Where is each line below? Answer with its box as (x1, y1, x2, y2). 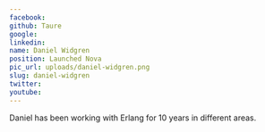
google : (9, 29, 38, 38)
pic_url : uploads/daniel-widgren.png (9, 63, 150, 72)
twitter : (9, 79, 42, 88)
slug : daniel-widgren (9, 71, 90, 80)
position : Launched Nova (9, 54, 102, 63)
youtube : (9, 87, 42, 96)
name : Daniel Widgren (9, 46, 90, 55)
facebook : (9, 12, 47, 22)
